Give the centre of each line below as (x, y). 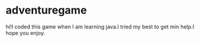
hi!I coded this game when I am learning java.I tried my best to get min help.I (100, 27)
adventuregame (46, 10)
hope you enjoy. (26, 33)
